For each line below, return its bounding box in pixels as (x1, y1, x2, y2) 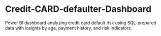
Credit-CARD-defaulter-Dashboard (5, 3, 152, 15)
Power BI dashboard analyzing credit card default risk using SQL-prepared (5, 20, 157, 26)
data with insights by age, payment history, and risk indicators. (5, 25, 132, 31)
